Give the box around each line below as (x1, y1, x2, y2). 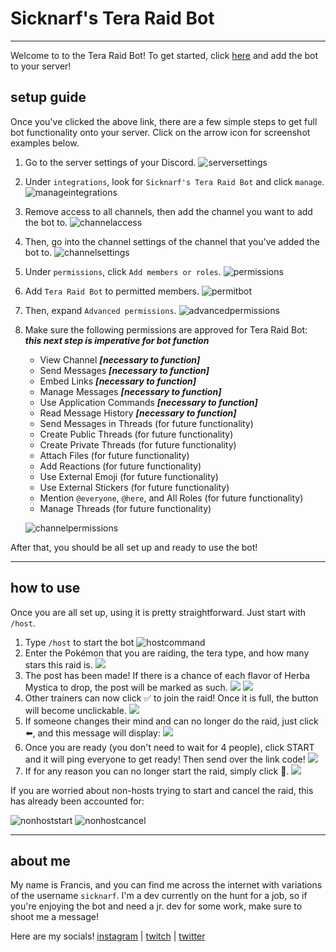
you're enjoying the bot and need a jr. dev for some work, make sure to (10, 900, 303, 912)
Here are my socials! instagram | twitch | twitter (10, 930, 206, 942)
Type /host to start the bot (24, 636, 135, 648)
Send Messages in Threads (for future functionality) (39, 417, 254, 429)
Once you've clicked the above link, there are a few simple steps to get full (10, 115, 318, 127)
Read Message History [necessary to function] (39, 407, 237, 419)
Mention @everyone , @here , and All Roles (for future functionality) (39, 492, 304, 504)
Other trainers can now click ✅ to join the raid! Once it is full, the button (24, 692, 319, 704)
